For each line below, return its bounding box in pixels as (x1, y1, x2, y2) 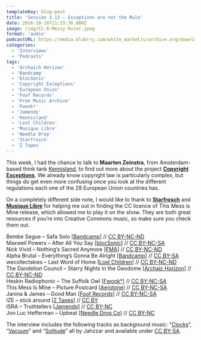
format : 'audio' (6, 31, 47, 37)
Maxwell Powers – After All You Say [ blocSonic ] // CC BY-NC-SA (6, 239, 165, 246)
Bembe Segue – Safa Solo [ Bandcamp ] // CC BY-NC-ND (6, 233, 145, 240)
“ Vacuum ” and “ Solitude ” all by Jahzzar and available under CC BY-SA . (6, 327, 181, 334)
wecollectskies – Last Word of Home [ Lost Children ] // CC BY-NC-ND (6, 258, 177, 265)
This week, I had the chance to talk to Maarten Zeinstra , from (6, 159, 159, 166)
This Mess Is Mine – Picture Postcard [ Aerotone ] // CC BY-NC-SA (6, 284, 167, 291)
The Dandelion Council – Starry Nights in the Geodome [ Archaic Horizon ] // (6, 265, 191, 272)
